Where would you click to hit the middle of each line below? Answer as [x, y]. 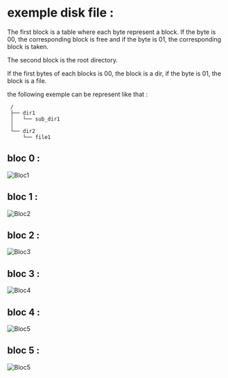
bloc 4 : [24, 312]
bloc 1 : [23, 197]
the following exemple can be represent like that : [78, 94]
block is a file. [27, 80]
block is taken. [28, 46]
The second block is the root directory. [62, 60]
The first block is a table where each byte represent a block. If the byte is [112, 32]
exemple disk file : [61, 13]
